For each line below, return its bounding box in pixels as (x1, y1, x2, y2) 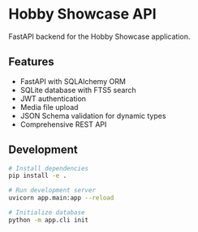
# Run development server (8, 187, 96, 195)
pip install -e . (8, 171, 67, 180)
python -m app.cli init (8, 216, 89, 224)
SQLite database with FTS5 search (19, 85, 136, 95)
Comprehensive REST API (19, 119, 107, 129)
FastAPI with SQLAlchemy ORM (19, 76, 126, 86)
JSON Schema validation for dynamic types (19, 111, 166, 120)
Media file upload (19, 102, 79, 112)
